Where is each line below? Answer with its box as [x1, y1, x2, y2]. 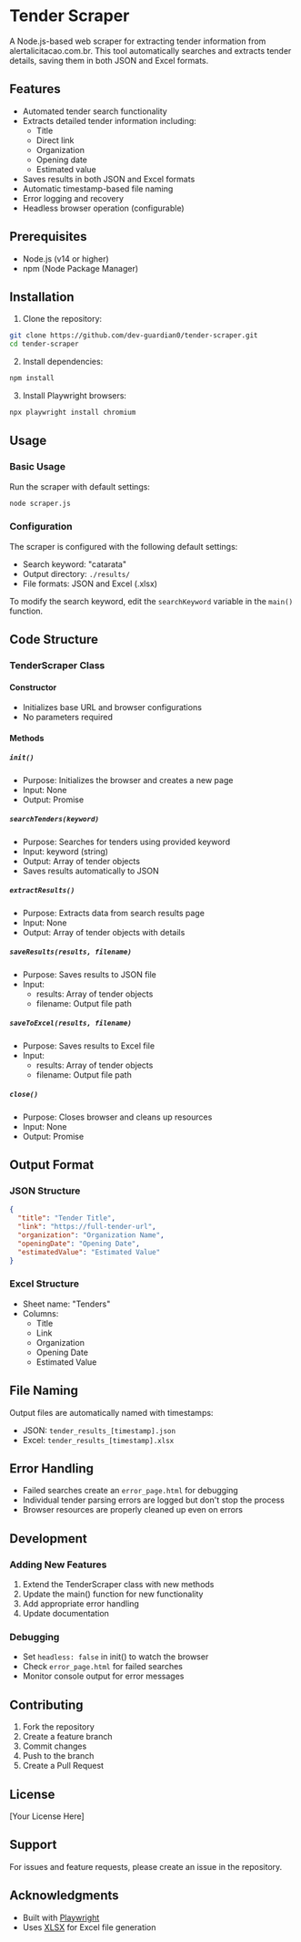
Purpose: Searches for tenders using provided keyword [22, 836, 230, 847]
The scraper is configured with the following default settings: [9, 541, 238, 552]
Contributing [9, 1697, 84, 1712]
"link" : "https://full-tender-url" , [17, 1223, 156, 1232]
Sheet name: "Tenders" [22, 1298, 111, 1309]
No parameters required [22, 712, 114, 723]
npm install [9, 374, 55, 383]
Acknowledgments [9, 1888, 120, 1904]
